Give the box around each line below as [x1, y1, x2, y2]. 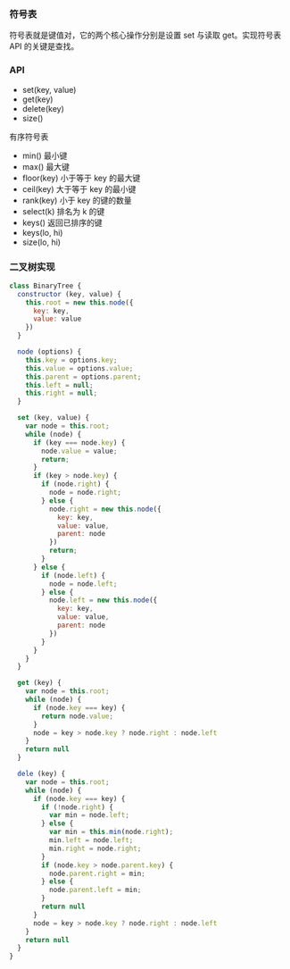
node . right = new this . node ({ [48, 505, 162, 514]
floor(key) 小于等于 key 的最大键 [21, 172, 141, 183]
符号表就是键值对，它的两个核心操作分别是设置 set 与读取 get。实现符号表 [9, 29, 282, 41]
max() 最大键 [21, 161, 70, 171]
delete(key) [21, 103, 65, 113]
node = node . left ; [48, 579, 118, 589]
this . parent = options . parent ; [25, 372, 142, 381]
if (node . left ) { [41, 571, 105, 580]
